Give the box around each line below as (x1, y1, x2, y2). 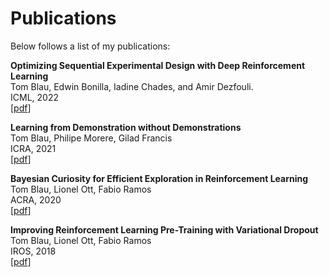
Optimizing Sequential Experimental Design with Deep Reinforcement (10, 59, 306, 71)
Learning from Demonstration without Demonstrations (10, 121, 242, 133)
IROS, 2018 (10, 245, 57, 257)
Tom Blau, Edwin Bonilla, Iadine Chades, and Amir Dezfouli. (10, 80, 254, 92)
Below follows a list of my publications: (10, 40, 171, 52)
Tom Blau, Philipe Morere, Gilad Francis (10, 132, 173, 144)
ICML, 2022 (10, 91, 59, 103)
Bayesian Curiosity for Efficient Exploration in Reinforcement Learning (10, 172, 309, 184)
